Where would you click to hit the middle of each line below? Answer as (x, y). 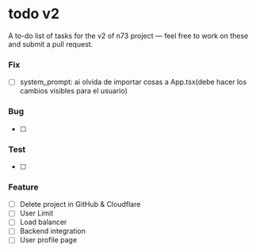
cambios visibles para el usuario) (74, 91)
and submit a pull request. (51, 44)
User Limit (36, 213)
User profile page (48, 240)
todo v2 (34, 14)
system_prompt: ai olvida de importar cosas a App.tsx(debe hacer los (133, 82)
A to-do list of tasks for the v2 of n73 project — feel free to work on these (128, 36)
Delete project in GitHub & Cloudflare (80, 204)
